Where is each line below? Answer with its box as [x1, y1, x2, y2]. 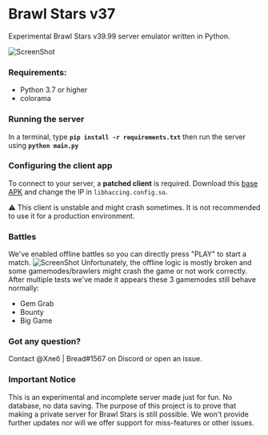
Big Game [19, 316, 53, 325]
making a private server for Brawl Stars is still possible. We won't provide [8, 409, 250, 419]
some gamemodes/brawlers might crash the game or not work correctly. [8, 266, 248, 276]
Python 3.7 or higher [19, 85, 88, 95]
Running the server [8, 114, 85, 125]
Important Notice [8, 374, 76, 385]
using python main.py [8, 140, 79, 150]
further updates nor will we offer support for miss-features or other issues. [8, 417, 254, 427]
